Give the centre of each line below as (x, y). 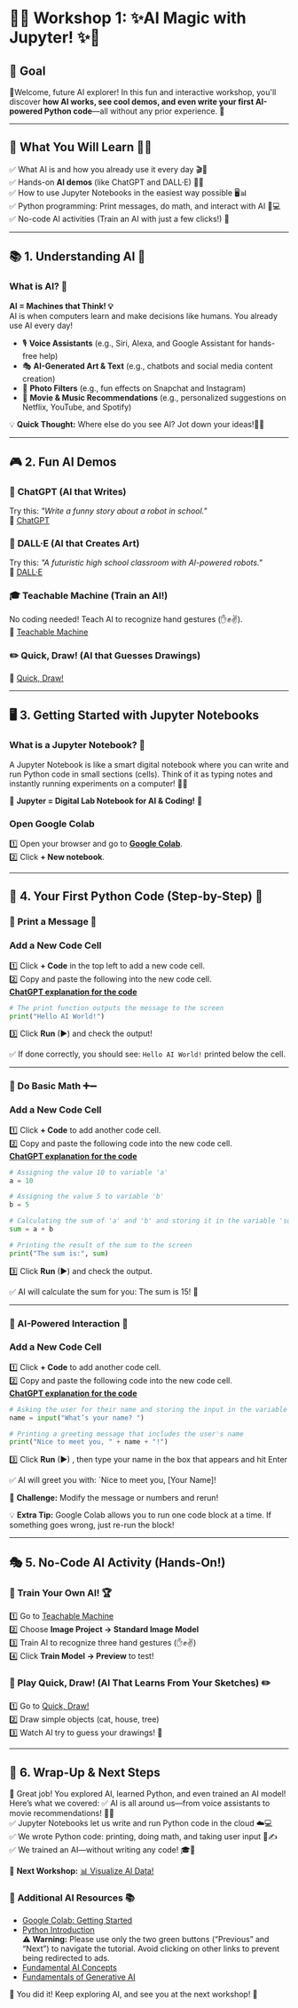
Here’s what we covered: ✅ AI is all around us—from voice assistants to (140, 1804)
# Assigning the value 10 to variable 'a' (89, 1172)
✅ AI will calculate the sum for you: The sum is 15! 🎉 (104, 1291)
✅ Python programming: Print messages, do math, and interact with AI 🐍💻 (145, 206)
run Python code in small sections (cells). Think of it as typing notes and (141, 774)
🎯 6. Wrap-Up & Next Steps (85, 1772)
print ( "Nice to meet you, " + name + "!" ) (89, 1442)
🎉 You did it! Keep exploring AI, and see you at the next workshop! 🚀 (134, 1995)
